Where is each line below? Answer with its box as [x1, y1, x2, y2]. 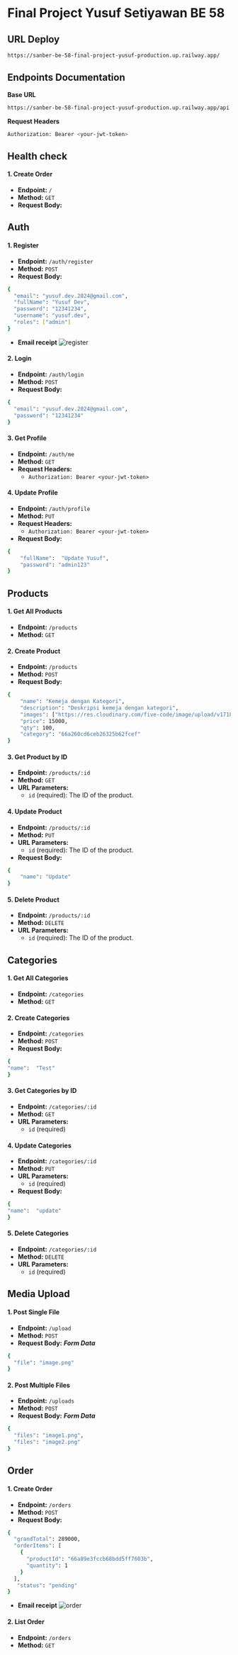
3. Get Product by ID [7, 753, 68, 761]
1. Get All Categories [7, 974, 69, 982]
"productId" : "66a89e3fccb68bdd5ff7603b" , [25, 1556, 154, 1563]
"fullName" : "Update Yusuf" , [20, 554, 110, 561]
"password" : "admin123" [20, 561, 91, 568]
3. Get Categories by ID [7, 1087, 77, 1095]
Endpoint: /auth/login [17, 370, 84, 378]
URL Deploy [7, 33, 60, 45]
